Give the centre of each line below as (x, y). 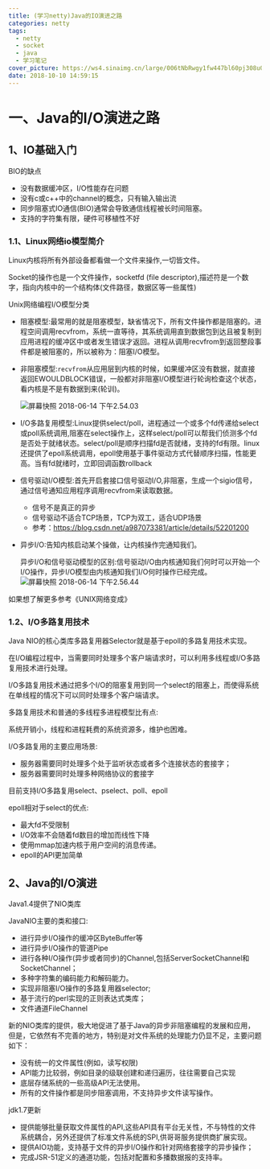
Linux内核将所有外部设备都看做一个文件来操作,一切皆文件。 (106, 260)
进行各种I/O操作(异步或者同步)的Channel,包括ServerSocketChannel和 (135, 958)
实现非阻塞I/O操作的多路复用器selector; (85, 988)
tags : (17, 31)
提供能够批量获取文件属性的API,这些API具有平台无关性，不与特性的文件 (138, 1127)
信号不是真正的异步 (64, 507)
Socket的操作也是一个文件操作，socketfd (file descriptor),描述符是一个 (125, 277)
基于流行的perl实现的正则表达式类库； (83, 998)
